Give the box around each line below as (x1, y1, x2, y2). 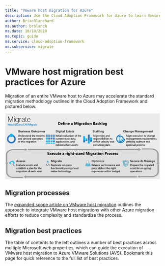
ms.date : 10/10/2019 (5, 29, 48, 34)
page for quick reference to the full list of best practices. (5, 255, 119, 261)
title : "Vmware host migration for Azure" (5, 8, 93, 13)
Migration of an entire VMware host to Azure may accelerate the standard (5, 93, 154, 99)
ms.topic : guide (5, 34, 38, 39)
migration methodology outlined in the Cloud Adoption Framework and (5, 98, 148, 104)
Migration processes (5, 189, 70, 197)
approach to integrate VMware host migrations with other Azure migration (5, 207, 155, 213)
